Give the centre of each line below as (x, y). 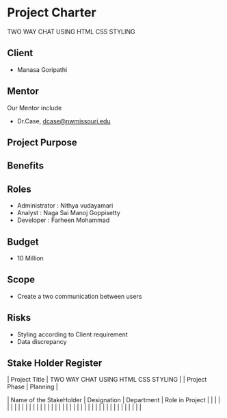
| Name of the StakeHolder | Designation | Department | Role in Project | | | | (114, 400)
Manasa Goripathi (42, 69)
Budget (23, 242)
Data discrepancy (42, 341)
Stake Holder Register (55, 363)
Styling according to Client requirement (72, 334)
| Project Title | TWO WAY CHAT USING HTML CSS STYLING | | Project (107, 380)
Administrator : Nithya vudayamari (65, 206)
